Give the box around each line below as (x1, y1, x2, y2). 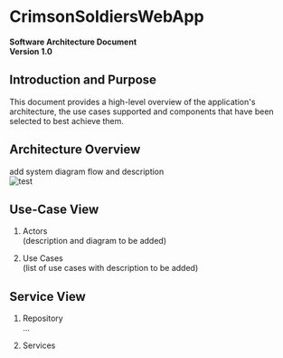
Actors (22, 226, 48, 237)
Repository (22, 313, 63, 324)
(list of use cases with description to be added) (22, 263, 199, 274)
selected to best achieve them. (9, 115, 125, 126)
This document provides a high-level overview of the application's (9, 96, 256, 107)
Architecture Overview (9, 142, 141, 158)
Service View (9, 288, 86, 305)
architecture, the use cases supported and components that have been (9, 106, 274, 117)
